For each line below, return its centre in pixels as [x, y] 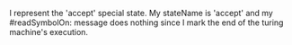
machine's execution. [49, 32]
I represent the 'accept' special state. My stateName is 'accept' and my [142, 13]
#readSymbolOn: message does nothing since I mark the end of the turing [146, 22]
